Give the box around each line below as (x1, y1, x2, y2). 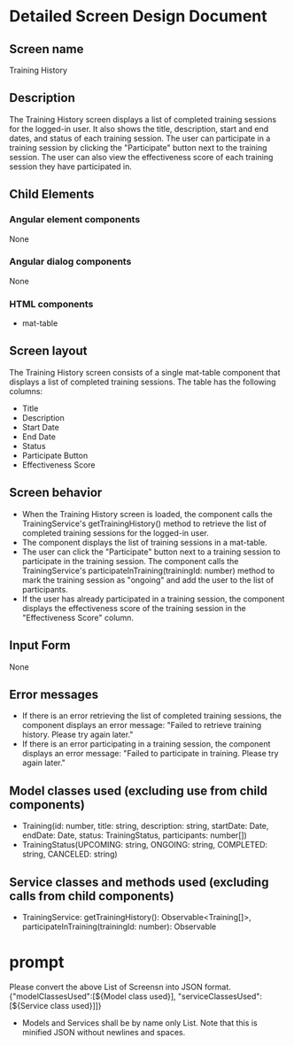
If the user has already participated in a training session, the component (21, 593, 285, 604)
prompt (9, 952, 65, 972)
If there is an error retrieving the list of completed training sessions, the (21, 710, 282, 721)
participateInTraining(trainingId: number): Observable (21, 921, 217, 932)
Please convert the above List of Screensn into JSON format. (9, 981, 232, 992)
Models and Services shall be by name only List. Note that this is (21, 1017, 259, 1028)
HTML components (9, 298, 94, 310)
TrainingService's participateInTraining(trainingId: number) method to (21, 565, 275, 576)
